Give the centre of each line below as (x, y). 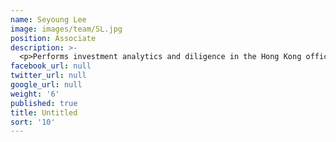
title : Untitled (44, 112)
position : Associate (53, 38)
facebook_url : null (51, 66)
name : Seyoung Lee (48, 19)
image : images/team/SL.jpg (66, 29)
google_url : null (46, 85)
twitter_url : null (48, 76)
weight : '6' (35, 94)
